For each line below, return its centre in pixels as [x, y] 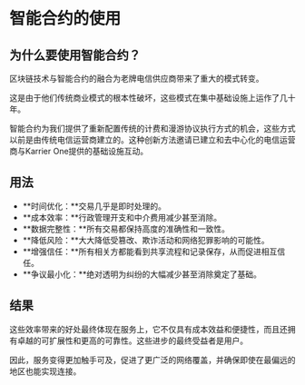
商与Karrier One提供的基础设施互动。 [79, 151]
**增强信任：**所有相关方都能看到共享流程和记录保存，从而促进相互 [150, 252]
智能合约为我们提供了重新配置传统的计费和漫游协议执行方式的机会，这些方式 [152, 128]
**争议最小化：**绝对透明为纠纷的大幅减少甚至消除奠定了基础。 [142, 274]
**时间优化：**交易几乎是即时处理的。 [94, 206]
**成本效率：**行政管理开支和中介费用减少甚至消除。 [122, 217]
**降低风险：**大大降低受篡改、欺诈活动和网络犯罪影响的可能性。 [146, 240]
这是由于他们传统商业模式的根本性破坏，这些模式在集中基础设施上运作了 [144, 98]
